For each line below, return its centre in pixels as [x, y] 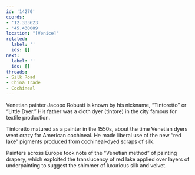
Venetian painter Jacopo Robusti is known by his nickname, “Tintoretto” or [96, 105]
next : [13, 55]
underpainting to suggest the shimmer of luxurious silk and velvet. [86, 165]
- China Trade [24, 83]
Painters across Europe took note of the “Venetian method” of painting [92, 153]
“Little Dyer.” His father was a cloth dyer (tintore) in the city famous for [91, 111]
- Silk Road [21, 77]
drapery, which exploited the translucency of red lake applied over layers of [98, 159]
